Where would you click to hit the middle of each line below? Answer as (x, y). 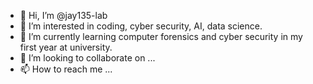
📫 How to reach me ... (66, 69)
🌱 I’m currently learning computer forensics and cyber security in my (161, 36)
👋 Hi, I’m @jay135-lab (63, 15)
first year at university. (66, 47)
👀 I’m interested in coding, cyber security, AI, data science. (141, 26)
